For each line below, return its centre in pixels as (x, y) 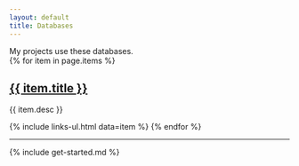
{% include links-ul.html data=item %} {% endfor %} (105, 127)
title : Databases (41, 26)
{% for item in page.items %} (62, 60)
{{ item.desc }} (36, 110)
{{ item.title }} (48, 88)
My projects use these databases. (71, 51)
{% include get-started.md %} (65, 153)
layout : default (39, 17)
